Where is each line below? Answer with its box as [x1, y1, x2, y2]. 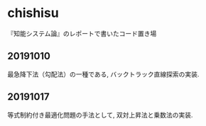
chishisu [7, 5, 59, 21]
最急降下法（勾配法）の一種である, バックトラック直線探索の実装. [7, 69, 200, 79]
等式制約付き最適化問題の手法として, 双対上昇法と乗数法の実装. [7, 110, 193, 119]
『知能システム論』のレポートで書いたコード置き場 [7, 29, 157, 38]
